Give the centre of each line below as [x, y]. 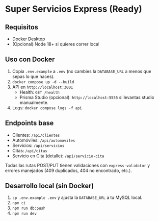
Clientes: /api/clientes [36, 135]
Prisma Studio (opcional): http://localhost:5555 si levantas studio [87, 97]
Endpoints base [29, 123]
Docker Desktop [28, 39]
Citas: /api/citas [30, 150]
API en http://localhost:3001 [42, 87]
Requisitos [22, 27]
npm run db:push [29, 209]
